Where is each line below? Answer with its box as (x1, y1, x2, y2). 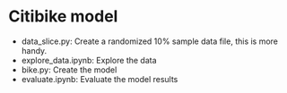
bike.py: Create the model (21, 64, 117, 75)
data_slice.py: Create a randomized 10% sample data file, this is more (21, 36, 279, 46)
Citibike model (8, 6, 118, 27)
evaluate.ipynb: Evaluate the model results (21, 73, 178, 84)
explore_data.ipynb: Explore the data (21, 55, 158, 65)
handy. (21, 45, 48, 55)
